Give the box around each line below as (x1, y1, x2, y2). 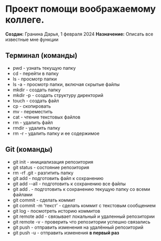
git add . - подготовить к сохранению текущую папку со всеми (12, 186, 151, 192)
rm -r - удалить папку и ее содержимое (12, 130, 100, 136)
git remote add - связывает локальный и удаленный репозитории (12, 213, 155, 219)
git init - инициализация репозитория (12, 158, 94, 165)
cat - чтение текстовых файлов (12, 114, 81, 120)
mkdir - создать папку (12, 87, 61, 93)
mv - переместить (12, 108, 53, 114)
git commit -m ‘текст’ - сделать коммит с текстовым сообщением (12, 202, 156, 208)
